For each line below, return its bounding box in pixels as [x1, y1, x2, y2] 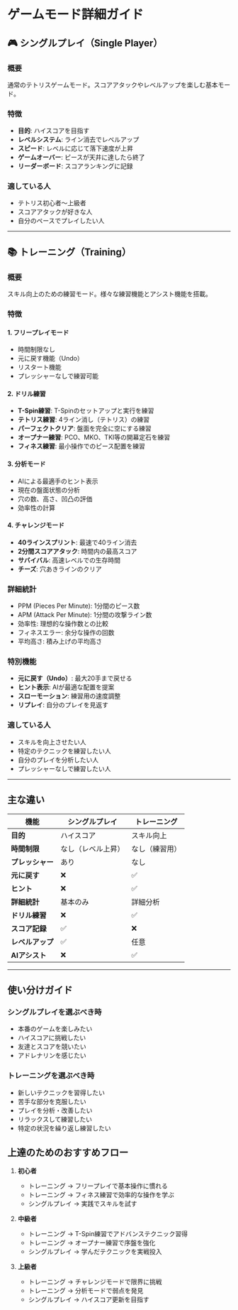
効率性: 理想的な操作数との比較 [17, 619, 108, 628]
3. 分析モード [7, 459, 46, 469]
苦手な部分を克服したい [17, 1097, 86, 1106]
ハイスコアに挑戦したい [17, 1034, 86, 1042]
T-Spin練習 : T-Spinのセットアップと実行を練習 [17, 406, 154, 415]
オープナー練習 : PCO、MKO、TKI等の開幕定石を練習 [17, 433, 171, 442]
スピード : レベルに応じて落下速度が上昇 [17, 144, 133, 153]
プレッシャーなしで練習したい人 [17, 764, 111, 773]
